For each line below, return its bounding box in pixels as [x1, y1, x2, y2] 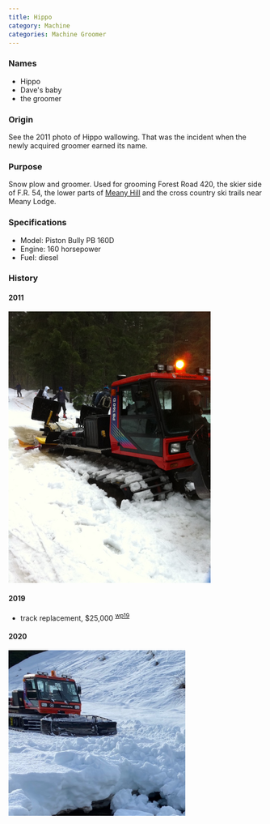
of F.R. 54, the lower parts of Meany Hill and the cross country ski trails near [8, 188, 263, 198]
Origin [8, 113, 34, 125]
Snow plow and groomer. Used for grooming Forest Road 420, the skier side [8, 179, 263, 190]
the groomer [19, 93, 62, 103]
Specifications [8, 217, 67, 228]
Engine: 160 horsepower [19, 244, 101, 254]
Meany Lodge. [8, 197, 57, 207]
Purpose [8, 160, 43, 172]
